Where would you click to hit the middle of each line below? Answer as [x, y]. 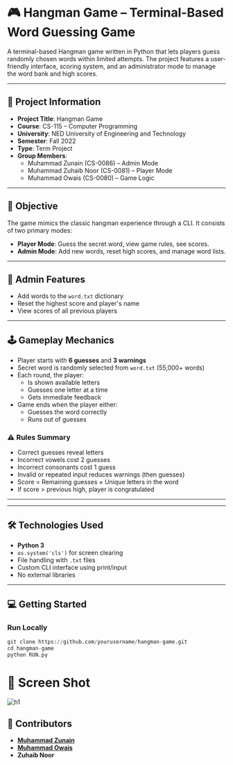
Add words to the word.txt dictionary [70, 296]
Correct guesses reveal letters [60, 452]
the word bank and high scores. [53, 74]
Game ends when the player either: [67, 405]
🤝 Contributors [40, 724]
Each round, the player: [51, 375]
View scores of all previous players [67, 311]
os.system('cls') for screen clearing [70, 553]
